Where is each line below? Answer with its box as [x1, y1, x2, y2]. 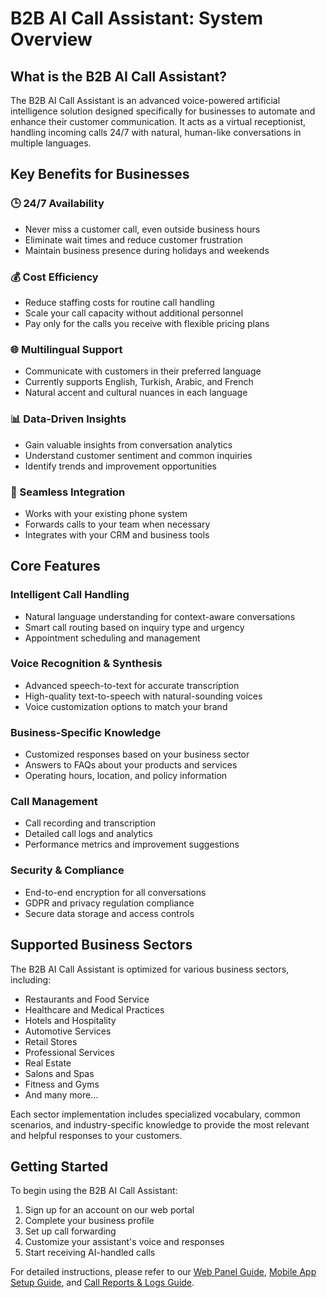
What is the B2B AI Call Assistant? [10, 68, 227, 85]
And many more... [24, 1088, 99, 1101]
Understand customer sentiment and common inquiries [24, 449, 253, 461]
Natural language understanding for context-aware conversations [24, 610, 296, 622]
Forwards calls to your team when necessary [24, 518, 211, 530]
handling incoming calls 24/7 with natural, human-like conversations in [10, 127, 302, 138]
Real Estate [24, 1057, 72, 1069]
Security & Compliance [10, 863, 125, 877]
